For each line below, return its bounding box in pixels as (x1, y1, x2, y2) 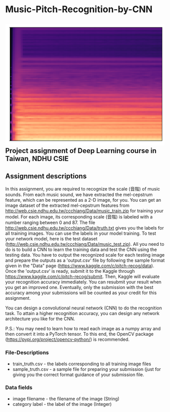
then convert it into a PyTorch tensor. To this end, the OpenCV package (5, 331, 154, 337)
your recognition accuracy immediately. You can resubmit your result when (5, 279, 162, 285)
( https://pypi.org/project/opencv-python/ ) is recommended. (5, 336, 130, 342)
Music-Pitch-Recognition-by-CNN (5, 4, 153, 15)
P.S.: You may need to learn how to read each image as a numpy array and (5, 326, 161, 332)
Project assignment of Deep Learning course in (5, 146, 157, 155)
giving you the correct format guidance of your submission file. (12, 371, 144, 377)
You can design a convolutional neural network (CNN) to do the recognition (5, 305, 162, 311)
